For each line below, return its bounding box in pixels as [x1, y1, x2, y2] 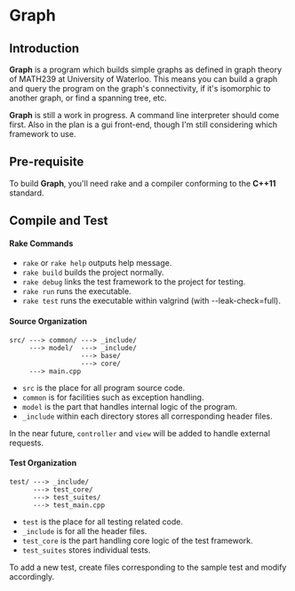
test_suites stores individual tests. [21, 544, 151, 555]
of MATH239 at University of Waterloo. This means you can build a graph [9, 74, 278, 84]
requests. [9, 437, 44, 448]
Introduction [9, 41, 80, 56]
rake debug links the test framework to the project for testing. [21, 276, 246, 287]
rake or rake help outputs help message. [21, 258, 172, 268]
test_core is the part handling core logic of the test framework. [21, 535, 253, 546]
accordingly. [9, 571, 55, 582]
